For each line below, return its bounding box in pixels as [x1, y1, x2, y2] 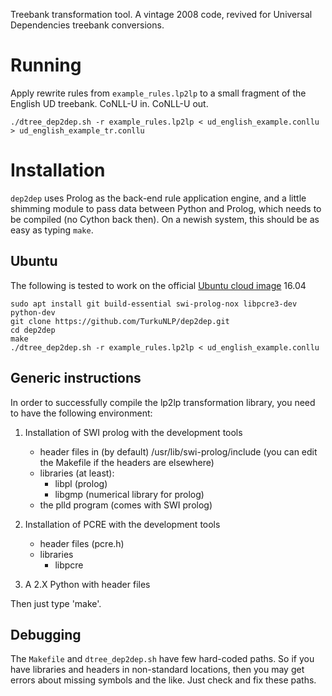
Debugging [10, 626, 82, 643]
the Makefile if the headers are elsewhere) [39, 456, 215, 468]
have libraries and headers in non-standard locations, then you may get [10, 664, 305, 676]
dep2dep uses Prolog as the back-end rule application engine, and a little [10, 192, 307, 204]
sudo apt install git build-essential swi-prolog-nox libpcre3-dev [10, 299, 298, 309]
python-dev [10, 307, 56, 318]
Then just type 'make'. [10, 597, 102, 609]
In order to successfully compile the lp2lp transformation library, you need [10, 396, 316, 408]
